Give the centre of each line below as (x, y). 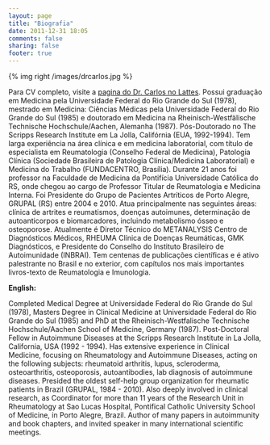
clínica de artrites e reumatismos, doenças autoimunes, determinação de (129, 212)
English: (22, 288)
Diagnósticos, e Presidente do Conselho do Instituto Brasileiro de (116, 246)
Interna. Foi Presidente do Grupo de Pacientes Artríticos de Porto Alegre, (129, 195)
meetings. (25, 432)
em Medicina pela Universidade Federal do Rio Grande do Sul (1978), (123, 101)
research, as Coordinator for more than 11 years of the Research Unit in (126, 398)
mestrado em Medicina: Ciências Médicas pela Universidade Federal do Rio (134, 109)
